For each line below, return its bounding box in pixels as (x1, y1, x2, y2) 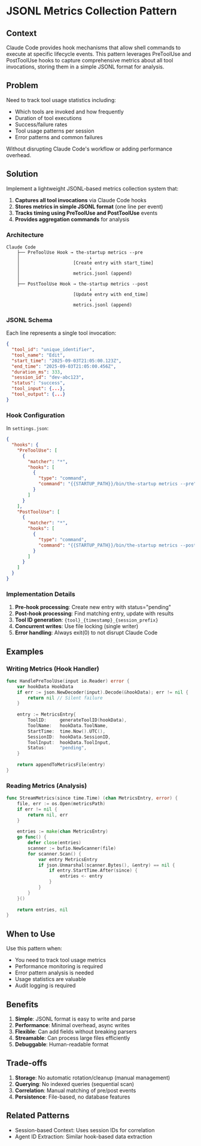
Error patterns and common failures (14, 133, 103, 140)
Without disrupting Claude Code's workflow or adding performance (6, 145, 172, 152)
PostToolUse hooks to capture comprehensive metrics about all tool (6, 57, 173, 64)
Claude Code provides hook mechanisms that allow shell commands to (6, 44, 181, 51)
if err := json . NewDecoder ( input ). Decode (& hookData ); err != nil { (17, 689, 188, 695)
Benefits (6, 999, 39, 1009)
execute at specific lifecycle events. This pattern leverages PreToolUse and (6, 50, 191, 58)
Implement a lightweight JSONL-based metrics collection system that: (6, 185, 179, 192)
